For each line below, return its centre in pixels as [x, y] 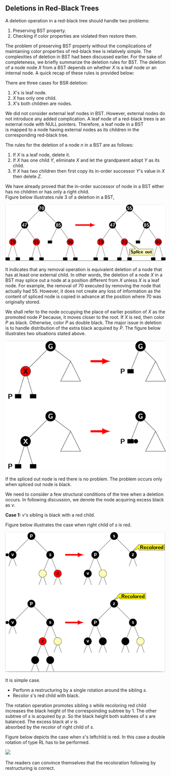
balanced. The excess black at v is [41, 722]
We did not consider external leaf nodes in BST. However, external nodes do [85, 113]
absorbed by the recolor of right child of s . [50, 727]
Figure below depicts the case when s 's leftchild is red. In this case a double [85, 737]
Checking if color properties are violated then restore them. [75, 36]
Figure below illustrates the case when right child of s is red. [68, 525]
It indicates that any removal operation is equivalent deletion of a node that [84, 269]
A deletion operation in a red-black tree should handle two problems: [78, 20]
